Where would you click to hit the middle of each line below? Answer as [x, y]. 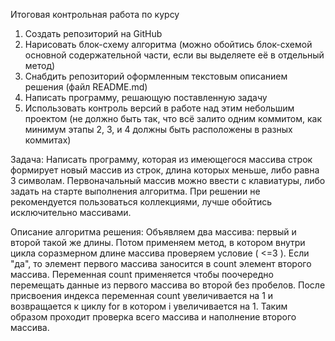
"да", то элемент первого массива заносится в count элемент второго [161, 263]
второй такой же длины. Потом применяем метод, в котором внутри [158, 242]
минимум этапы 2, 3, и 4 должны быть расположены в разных [158, 129]
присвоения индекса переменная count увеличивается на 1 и [142, 295]
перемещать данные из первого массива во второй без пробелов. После [168, 285]
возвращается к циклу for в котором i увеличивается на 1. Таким [149, 306]
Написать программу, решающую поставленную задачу [146, 97]
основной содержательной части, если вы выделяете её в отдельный [174, 55]
